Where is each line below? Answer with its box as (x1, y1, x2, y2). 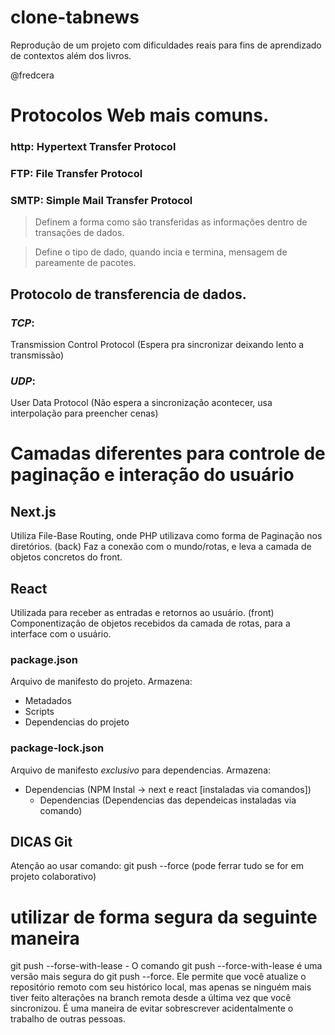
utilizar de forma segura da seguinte (10, 906, 318, 928)
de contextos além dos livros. (10, 49, 132, 61)
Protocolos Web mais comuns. (10, 104, 270, 127)
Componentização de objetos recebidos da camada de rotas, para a (10, 617, 291, 630)
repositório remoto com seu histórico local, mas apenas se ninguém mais (10, 981, 312, 993)
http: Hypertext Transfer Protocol (10, 140, 177, 154)
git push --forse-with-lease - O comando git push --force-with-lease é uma (10, 960, 323, 972)
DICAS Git (10, 834, 73, 851)
